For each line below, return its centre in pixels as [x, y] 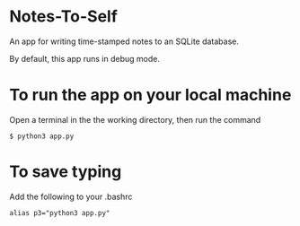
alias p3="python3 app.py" [60, 213]
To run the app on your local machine [150, 95]
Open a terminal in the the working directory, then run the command [135, 119]
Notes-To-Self [64, 17]
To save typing [66, 172]
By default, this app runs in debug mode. [84, 58]
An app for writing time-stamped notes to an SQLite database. [124, 41]
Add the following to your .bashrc [71, 196]
